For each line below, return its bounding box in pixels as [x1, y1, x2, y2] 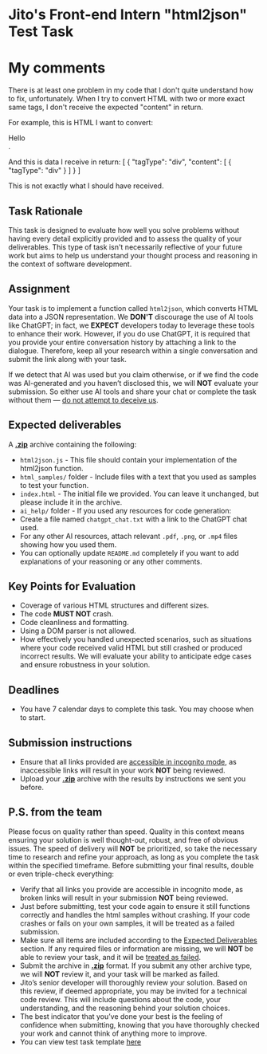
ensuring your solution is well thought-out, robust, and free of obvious [8, 835, 239, 844]
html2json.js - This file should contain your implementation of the [19, 454, 238, 464]
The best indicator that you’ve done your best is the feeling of [19, 1011, 223, 1021]
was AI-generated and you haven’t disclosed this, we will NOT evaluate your [8, 378, 259, 387]
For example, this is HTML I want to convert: [8, 118, 154, 128]
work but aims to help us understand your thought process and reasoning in [8, 250, 257, 260]
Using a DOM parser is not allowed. [19, 626, 137, 635]
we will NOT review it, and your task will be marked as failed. [19, 969, 220, 978]
